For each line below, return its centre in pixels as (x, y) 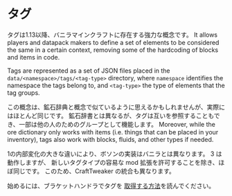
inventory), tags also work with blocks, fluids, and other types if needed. (110, 139)
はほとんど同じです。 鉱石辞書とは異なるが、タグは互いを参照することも (111, 116)
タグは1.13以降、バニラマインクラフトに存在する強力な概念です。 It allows (113, 35)
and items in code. (34, 57)
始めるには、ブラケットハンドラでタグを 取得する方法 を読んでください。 (111, 186)
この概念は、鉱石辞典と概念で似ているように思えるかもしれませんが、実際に (116, 107)
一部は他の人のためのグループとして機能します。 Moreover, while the (117, 124)
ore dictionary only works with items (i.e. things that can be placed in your (113, 132)
